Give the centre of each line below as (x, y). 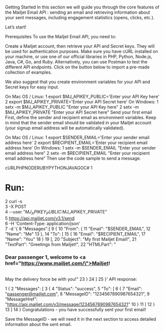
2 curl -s (14, 201)
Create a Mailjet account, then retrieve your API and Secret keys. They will (80, 46)
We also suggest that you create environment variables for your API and (78, 82)
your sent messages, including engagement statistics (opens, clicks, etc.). (80, 17)
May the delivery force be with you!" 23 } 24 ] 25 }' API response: (71, 279)
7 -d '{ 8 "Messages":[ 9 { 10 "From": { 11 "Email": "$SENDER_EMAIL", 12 (78, 229)
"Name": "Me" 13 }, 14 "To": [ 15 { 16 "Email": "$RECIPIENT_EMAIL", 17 (75, 234)
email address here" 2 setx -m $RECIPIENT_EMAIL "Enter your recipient (78, 153)
